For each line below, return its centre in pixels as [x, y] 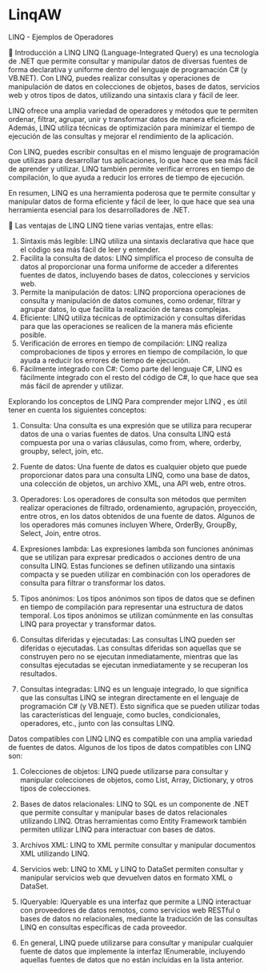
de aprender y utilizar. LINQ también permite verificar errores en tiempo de [132, 168]
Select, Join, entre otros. [60, 533]
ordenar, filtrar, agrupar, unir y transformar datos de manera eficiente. [123, 119]
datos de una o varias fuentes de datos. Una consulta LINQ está [125, 434]
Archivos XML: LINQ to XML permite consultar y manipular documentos [138, 844]
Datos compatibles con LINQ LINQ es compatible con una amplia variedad [130, 739]
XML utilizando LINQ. [54, 853]
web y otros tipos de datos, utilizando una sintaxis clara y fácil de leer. [124, 95]
